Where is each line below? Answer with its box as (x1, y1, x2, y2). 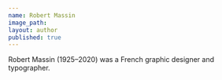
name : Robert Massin (8, 11, 76, 20)
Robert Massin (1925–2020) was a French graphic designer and (8, 55, 215, 64)
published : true (8, 33, 61, 42)
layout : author (8, 26, 58, 34)
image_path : (8, 19, 47, 27)
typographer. (8, 64, 50, 73)
